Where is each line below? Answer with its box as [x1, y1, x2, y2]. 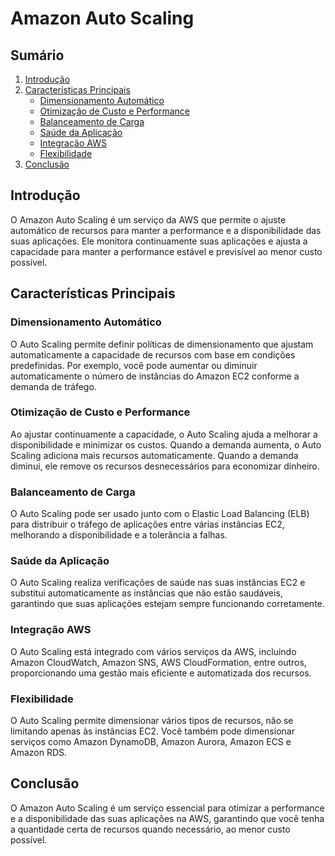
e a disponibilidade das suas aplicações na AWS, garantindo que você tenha [10, 812, 325, 824]
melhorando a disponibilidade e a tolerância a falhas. [10, 529, 228, 541]
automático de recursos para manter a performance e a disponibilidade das [10, 224, 322, 236]
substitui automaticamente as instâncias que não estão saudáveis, [10, 587, 283, 599]
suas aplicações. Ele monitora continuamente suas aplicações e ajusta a [10, 235, 308, 247]
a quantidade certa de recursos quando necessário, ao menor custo [10, 823, 291, 835]
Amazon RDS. [10, 746, 68, 758]
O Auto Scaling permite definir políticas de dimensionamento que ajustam [10, 338, 314, 350]
